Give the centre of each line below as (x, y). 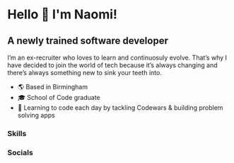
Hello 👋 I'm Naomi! (63, 15)
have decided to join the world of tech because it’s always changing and (112, 65)
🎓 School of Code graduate (59, 97)
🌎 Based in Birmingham (53, 87)
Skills (17, 133)
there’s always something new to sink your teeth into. (85, 73)
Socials (20, 152)
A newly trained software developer (88, 41)
